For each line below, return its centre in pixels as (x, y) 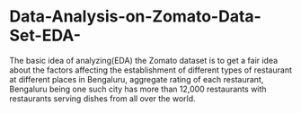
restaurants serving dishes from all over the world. (102, 98)
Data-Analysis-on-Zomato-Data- (136, 17)
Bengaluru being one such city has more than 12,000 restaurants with (138, 89)
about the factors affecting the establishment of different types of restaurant (150, 70)
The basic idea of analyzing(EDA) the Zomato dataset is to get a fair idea (144, 60)
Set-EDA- (45, 35)
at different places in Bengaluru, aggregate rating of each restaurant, (137, 79)
